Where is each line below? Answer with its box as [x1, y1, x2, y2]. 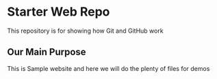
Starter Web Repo [7, 4, 110, 20]
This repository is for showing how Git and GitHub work [7, 27, 164, 35]
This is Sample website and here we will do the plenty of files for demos [7, 64, 210, 72]
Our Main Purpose [7, 46, 87, 58]
